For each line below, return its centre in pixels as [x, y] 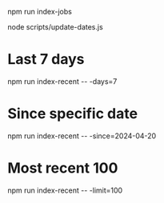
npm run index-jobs [40, 12]
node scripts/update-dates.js [55, 27]
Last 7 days [46, 60]
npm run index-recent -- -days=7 [62, 81]
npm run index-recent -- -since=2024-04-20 [82, 136]
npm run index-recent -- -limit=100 [65, 190]
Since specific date [72, 114]
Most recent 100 [63, 168]
